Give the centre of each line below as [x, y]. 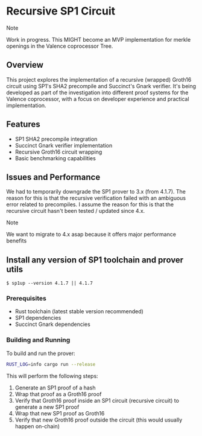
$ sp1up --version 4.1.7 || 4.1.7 [50, 283]
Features [23, 124]
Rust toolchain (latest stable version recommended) [79, 311]
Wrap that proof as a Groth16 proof [58, 394]
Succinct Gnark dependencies [52, 324]
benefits [17, 241]
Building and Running [38, 340]
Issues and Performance [53, 177]
